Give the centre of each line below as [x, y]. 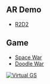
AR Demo [24, 10]
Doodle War [29, 63]
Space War [28, 57]
